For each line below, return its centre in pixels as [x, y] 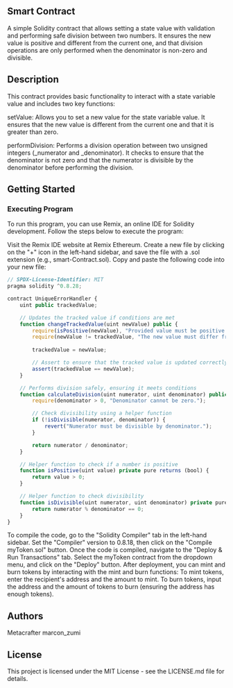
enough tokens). [31, 594]
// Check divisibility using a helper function [102, 413]
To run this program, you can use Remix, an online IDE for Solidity [101, 224]
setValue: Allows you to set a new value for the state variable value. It [106, 117]
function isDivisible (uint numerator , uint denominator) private [116, 503]
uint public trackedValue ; [59, 305]
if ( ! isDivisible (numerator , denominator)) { [99, 420]
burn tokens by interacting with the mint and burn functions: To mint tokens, [115, 572]
